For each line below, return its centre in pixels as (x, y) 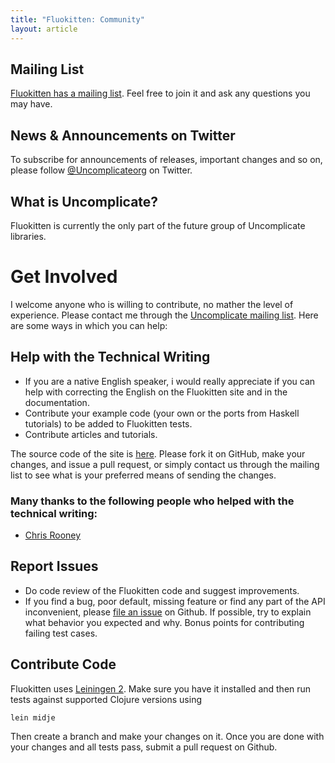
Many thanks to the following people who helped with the (152, 501)
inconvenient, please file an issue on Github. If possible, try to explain (168, 612)
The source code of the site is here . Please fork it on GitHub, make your (158, 453)
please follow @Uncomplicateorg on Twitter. (101, 170)
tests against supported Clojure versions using (106, 699)
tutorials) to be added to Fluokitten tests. (108, 423)
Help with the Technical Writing (110, 357)
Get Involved (64, 277)
